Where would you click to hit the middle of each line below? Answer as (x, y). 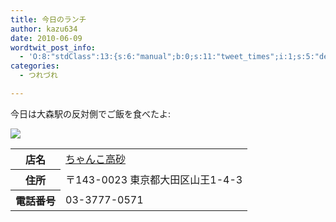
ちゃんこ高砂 (96, 159)
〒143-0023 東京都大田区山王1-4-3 (154, 179)
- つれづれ (38, 76)
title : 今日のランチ (48, 19)
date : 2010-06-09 (46, 38)
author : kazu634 (44, 29)
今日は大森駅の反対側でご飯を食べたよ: (91, 113)
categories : (35, 66)
